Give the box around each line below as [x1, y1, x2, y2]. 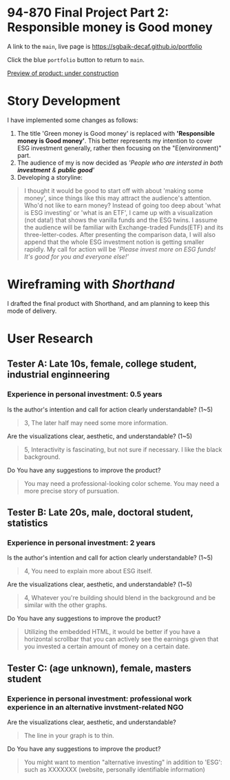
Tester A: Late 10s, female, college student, [7, 358, 197, 370]
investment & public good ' [17, 165, 95, 174]
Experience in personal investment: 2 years [7, 538, 156, 547]
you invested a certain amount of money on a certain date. [23, 642, 191, 650]
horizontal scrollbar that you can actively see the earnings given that [23, 635, 219, 644]
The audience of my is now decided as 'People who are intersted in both [17, 158, 223, 167]
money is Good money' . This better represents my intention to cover [17, 136, 213, 145]
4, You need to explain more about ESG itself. [23, 567, 153, 575]
